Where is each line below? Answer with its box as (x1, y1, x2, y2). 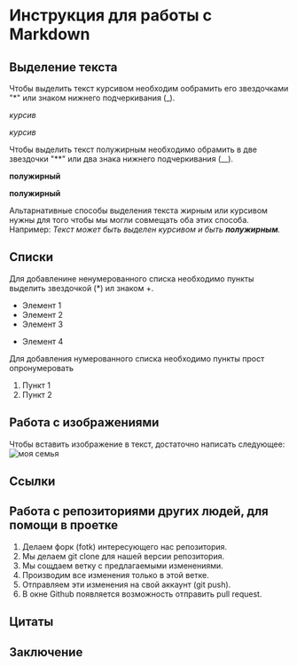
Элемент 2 (21, 309, 64, 320)
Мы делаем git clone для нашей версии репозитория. (21, 551, 225, 561)
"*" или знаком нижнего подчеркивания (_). (9, 92, 176, 103)
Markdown (9, 24, 90, 44)
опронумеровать (9, 362, 74, 373)
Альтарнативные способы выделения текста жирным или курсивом (9, 205, 269, 216)
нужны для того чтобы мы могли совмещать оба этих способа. (9, 215, 250, 225)
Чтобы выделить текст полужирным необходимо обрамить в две (9, 144, 257, 155)
